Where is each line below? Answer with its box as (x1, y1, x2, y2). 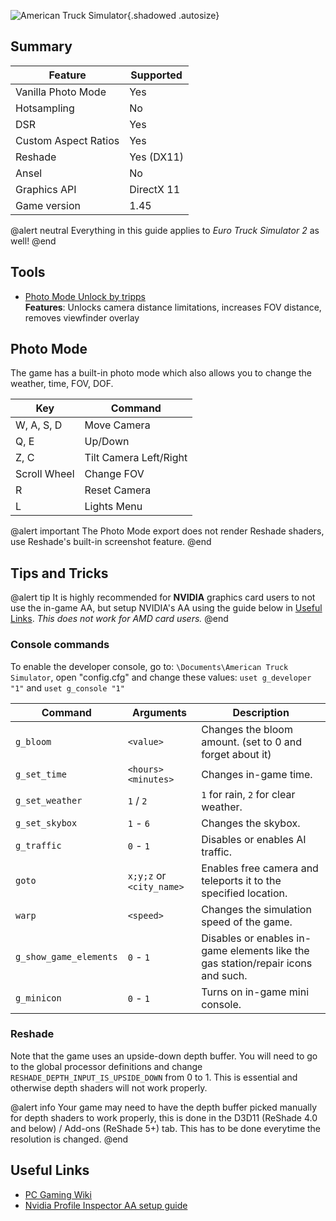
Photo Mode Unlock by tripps (24, 290, 147, 302)
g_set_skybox (15, 817, 78, 829)
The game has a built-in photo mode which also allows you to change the (10, 367, 313, 379)
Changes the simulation (201, 902, 312, 916)
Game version (15, 198, 81, 212)
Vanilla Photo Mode (15, 85, 107, 99)
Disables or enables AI (201, 832, 307, 846)
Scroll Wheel (15, 467, 75, 481)
